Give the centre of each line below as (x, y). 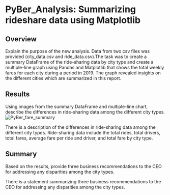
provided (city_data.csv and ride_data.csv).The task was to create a (76, 57)
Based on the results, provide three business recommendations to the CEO (83, 166)
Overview (21, 39)
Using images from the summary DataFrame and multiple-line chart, (77, 106)
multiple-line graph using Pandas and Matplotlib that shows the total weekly (85, 67)
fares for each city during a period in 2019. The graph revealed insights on (83, 73)
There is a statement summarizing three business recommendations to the (83, 181)
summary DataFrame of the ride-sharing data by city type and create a (79, 62)
